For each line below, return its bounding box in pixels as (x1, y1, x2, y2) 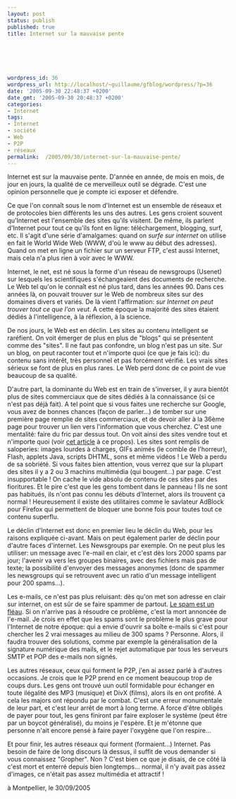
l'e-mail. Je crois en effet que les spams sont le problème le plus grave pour (7, 615, 228, 624)
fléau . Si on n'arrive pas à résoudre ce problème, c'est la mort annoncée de (7, 608, 227, 616)
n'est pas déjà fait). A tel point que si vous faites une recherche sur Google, (7, 400, 227, 408)
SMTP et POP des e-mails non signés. (7, 653, 118, 661)
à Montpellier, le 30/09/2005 (7, 783, 91, 792)
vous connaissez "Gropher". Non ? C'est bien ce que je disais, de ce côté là (7, 755, 227, 764)
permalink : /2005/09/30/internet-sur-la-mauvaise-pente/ (7, 153, 181, 160)
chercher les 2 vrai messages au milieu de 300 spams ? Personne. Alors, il (7, 630, 224, 639)
